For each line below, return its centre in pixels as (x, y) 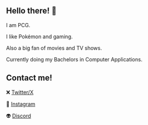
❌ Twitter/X (20, 92)
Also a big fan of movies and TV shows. (54, 48)
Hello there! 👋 (31, 11)
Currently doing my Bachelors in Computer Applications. (74, 59)
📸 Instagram (21, 104)
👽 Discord (18, 116)
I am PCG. (18, 25)
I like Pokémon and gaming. (40, 37)
